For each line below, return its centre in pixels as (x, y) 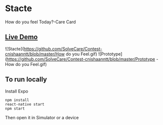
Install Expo (17, 91)
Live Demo (21, 37)
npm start (15, 109)
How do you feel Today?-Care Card (41, 22)
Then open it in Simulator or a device (42, 117)
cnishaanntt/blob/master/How (35, 54)
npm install (17, 100)
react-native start (25, 104)
